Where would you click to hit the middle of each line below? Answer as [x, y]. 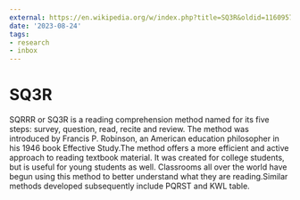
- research [29, 42]
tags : [19, 34]
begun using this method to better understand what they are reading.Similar [149, 177]
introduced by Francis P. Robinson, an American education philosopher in [144, 138]
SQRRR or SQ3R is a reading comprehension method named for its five [139, 120]
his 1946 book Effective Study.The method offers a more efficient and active [149, 148]
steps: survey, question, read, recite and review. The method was [129, 129]
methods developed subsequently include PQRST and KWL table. [129, 186]
